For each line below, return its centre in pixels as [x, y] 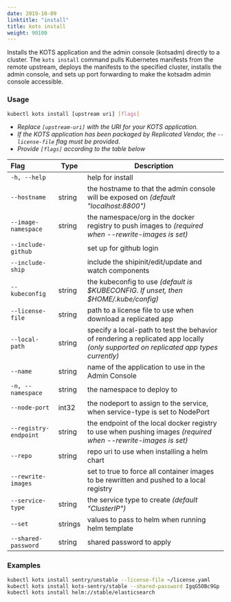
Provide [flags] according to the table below [81, 149]
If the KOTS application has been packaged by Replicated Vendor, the [117, 134]
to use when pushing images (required [149, 432]
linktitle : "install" [38, 20]
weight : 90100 [27, 33]
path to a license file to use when [140, 310]
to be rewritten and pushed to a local [146, 480]
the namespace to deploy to [132, 390]
